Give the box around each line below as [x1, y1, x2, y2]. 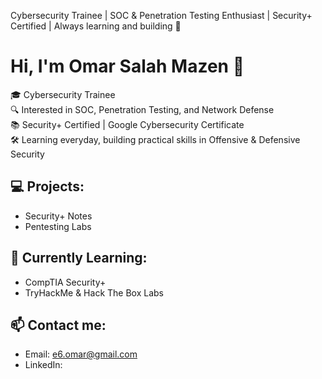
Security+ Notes [24, 210, 93, 222]
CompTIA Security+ [24, 276, 107, 288]
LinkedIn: [24, 359, 63, 371]
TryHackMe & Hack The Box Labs [24, 286, 164, 299]
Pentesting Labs [24, 220, 92, 232]
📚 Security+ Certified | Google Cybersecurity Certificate [10, 118, 245, 130]
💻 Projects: [10, 178, 85, 195]
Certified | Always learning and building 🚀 [10, 20, 182, 32]
